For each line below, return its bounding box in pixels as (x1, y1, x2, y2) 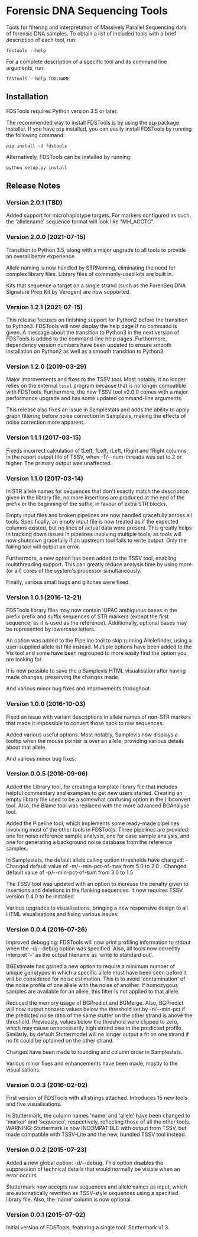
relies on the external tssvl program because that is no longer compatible (6, 382, 186, 389)
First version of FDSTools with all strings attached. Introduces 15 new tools (6, 1095, 188, 1102)
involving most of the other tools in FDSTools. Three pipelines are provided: (6, 826, 190, 833)
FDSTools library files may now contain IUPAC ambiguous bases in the (6, 607, 177, 614)
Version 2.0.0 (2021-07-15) (6, 233, 86, 241)
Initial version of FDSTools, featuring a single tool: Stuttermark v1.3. (6, 1224, 170, 1230)
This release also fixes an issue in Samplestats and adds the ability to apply (6, 406, 190, 413)
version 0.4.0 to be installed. (6, 892, 76, 900)
